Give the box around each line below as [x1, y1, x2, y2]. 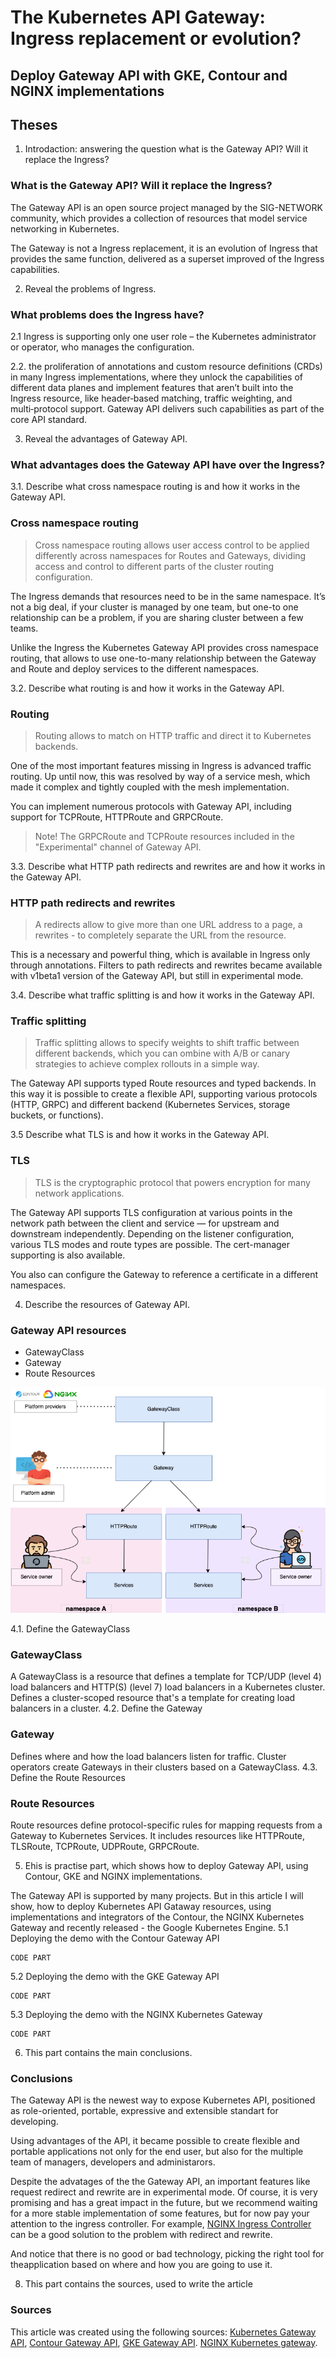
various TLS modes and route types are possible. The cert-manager [10, 1238, 291, 1250]
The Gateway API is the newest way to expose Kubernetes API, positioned [10, 2094, 316, 2106]
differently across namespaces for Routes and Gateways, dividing [34, 549, 307, 561]
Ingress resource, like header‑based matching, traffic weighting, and [10, 392, 293, 404]
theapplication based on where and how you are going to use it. [10, 2259, 273, 2271]
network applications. [34, 1187, 125, 1199]
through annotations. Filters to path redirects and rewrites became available [10, 959, 323, 971]
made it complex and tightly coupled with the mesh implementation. [10, 781, 290, 793]
